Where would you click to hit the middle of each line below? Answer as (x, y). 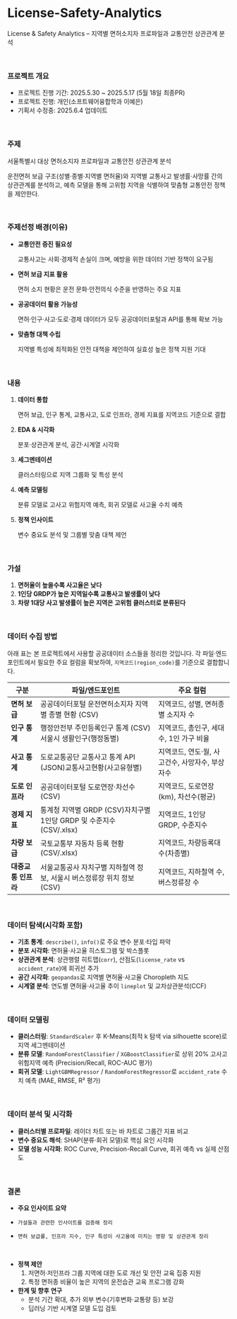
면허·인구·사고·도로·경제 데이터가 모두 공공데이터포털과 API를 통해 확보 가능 (120, 319)
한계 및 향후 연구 (39, 1290)
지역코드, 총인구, (184, 728)
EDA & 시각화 (36, 430)
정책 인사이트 (36, 520)
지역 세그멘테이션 (41, 1045)
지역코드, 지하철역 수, (191, 872)
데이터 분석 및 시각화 (40, 1114)
